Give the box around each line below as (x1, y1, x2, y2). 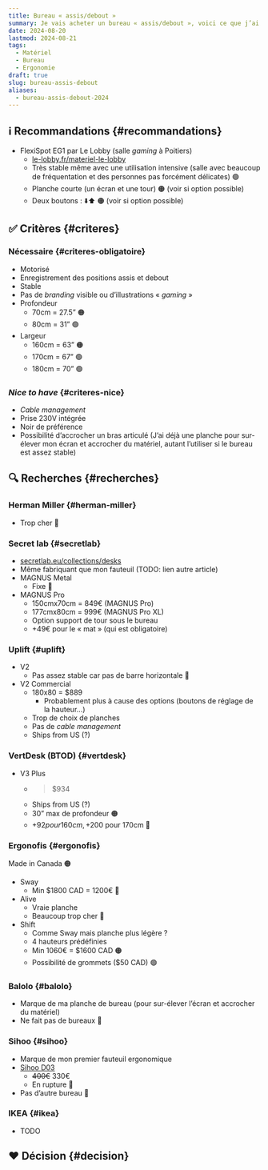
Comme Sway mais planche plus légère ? (31, 928, 168, 937)
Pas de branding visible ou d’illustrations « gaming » (19, 290, 194, 299)
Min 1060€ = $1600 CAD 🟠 (31, 945, 122, 955)
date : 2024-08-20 (8, 26, 66, 34)
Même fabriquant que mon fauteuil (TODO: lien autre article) (19, 565, 218, 575)
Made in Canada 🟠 (8, 858, 72, 868)
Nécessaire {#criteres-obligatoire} (8, 246, 146, 257)
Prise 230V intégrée (19, 414, 86, 423)
